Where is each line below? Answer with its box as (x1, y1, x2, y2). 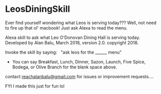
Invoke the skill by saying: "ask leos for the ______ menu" (5, 49, 122, 55)
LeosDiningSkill (5, 3, 70, 15)
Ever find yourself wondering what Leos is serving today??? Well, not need (5, 20, 157, 26)
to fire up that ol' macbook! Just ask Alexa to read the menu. (5, 25, 128, 31)
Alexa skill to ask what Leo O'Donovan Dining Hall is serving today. (5, 34, 140, 40)
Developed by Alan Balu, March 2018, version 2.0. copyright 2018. (5, 39, 139, 45)
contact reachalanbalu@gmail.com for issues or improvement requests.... (5, 73, 154, 79)
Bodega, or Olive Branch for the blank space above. (12, 64, 117, 70)
